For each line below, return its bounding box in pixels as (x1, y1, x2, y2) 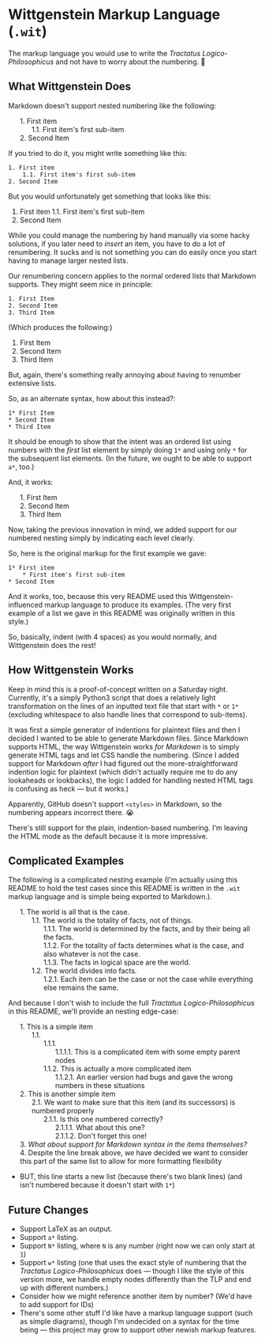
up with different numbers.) (19, 1283, 109, 1293)
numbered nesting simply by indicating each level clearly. (8, 533, 195, 543)
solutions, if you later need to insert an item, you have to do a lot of (8, 239, 226, 248)
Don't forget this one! (77, 1132, 147, 1141)
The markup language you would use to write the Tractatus (8, 48, 201, 58)
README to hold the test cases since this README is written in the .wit (8, 884, 241, 893)
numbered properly (31, 1106, 95, 1116)
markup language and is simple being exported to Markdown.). (8, 892, 213, 901)
